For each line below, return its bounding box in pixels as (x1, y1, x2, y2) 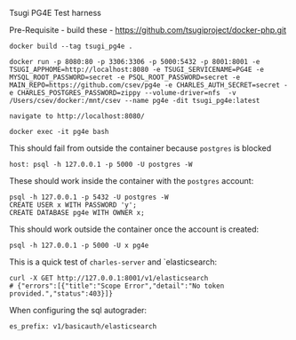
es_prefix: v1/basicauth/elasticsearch (9, 322, 157, 331)
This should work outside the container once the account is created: (9, 224, 260, 234)
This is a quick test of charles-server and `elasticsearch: (9, 257, 218, 267)
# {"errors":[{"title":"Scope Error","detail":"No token (9, 281, 225, 290)
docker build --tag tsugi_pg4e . (9, 42, 133, 51)
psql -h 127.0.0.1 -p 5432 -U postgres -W (9, 193, 169, 202)
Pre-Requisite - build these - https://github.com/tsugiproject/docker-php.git (9, 25, 287, 35)
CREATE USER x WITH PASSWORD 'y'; (9, 201, 138, 210)
